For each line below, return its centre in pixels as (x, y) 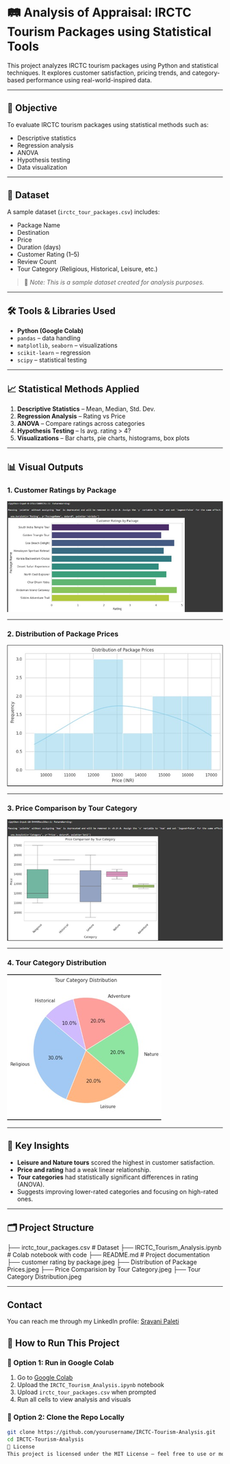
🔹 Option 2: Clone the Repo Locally (66, 1417)
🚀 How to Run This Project (63, 1343)
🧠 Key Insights (38, 1146)
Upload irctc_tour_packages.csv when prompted (86, 1392)
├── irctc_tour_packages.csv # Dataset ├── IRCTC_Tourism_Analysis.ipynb (114, 1248)
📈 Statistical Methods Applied (73, 389)
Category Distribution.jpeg (44, 1277)
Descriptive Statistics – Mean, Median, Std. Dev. (86, 409)
